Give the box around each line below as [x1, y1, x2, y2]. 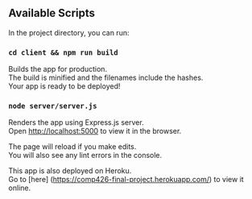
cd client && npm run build [8, 48, 118, 57]
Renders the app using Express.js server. [8, 118, 144, 127]
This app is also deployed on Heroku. [8, 166, 132, 176]
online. [8, 183, 31, 193]
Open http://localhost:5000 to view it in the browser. [8, 126, 182, 136]
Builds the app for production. [8, 64, 107, 74]
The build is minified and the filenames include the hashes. [8, 73, 204, 83]
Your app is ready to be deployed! [8, 81, 121, 91]
